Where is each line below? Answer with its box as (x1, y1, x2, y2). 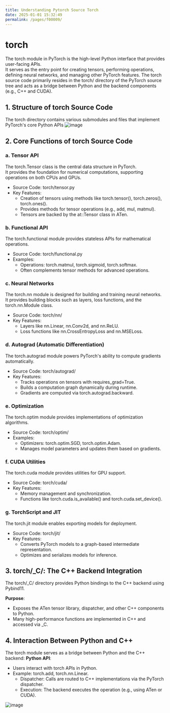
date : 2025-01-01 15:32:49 (5, 12, 62, 17)
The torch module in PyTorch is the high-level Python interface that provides (5, 56, 165, 62)
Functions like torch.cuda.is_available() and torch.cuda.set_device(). (20, 496, 162, 502)
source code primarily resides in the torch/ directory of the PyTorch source (5, 77, 162, 84)
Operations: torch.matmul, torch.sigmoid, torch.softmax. (20, 262, 138, 268)
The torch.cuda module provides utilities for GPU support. (5, 470, 126, 476)
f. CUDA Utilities (5, 458, 46, 465)
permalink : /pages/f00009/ (5, 17, 62, 22)
